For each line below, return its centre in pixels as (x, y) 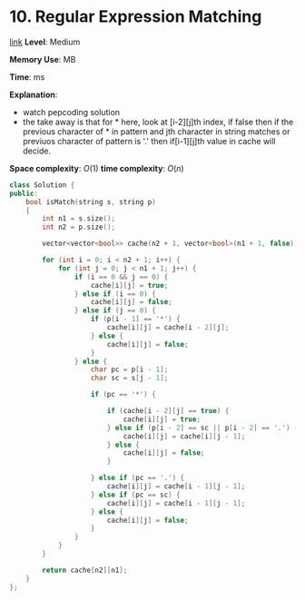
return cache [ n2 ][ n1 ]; (85, 570)
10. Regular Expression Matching (136, 17)
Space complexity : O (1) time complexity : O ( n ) (97, 168)
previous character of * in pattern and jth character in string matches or (156, 131)
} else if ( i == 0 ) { (115, 294)
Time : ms (27, 77)
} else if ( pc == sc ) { (135, 495)
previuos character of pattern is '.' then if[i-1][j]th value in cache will (149, 141)
